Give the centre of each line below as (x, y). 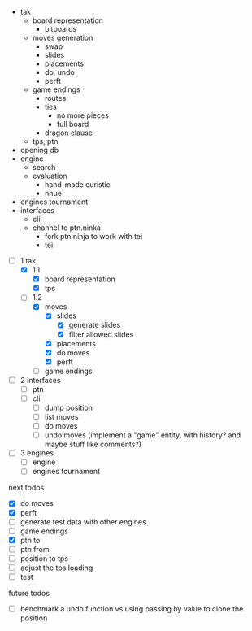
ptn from (35, 549)
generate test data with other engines (83, 522)
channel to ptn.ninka (67, 228)
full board (73, 124)
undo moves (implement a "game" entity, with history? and (143, 435)
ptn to (30, 540)
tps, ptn (45, 141)
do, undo (59, 72)
